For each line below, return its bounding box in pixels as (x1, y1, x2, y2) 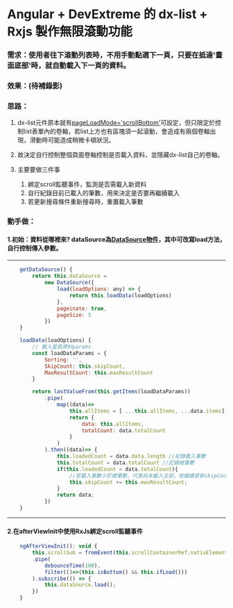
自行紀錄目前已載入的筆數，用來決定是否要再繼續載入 (27, 189, 180, 197)
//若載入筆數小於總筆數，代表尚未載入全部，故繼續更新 (69, 472, 205, 479)
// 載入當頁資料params (32, 343, 92, 351)
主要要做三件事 (17, 165, 60, 174)
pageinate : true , (56, 305, 107, 312)
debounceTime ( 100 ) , (44, 562, 101, 569)
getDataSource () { (19, 266, 73, 273)
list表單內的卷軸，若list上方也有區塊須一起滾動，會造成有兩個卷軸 (23, 127, 210, 135)
